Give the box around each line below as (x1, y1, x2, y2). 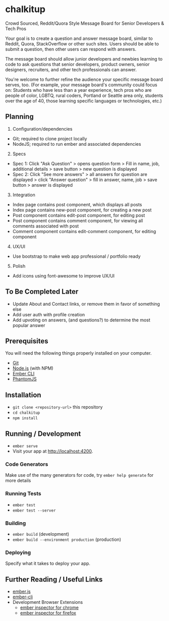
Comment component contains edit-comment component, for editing (12, 228, 156, 234)
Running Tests (5, 490, 41, 497)
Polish (12, 263, 26, 269)
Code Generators (5, 461, 48, 468)
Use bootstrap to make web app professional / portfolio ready (12, 253, 141, 259)
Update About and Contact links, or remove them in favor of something (12, 301, 160, 307)
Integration (12, 192, 35, 198)
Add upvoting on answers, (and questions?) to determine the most (12, 317, 150, 323)
